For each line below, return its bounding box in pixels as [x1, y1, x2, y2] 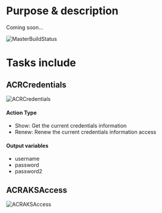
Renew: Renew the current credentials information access [14, 129, 157, 136]
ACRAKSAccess [6, 185, 68, 195]
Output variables [6, 142, 49, 149]
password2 [14, 168, 43, 175]
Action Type [6, 109, 37, 116]
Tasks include [6, 56, 76, 69]
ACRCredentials [6, 80, 67, 90]
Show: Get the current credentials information [14, 122, 127, 129]
